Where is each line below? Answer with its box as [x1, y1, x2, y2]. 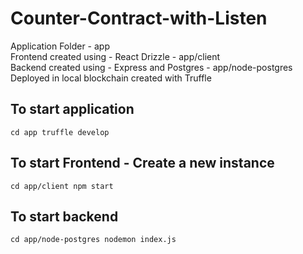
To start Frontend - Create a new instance [10, 155, 275, 172]
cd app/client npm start [10, 181, 114, 191]
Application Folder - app [10, 40, 110, 52]
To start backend [10, 208, 119, 225]
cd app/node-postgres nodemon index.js [10, 235, 177, 245]
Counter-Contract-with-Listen [10, 7, 268, 30]
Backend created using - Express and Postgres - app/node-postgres [10, 61, 293, 73]
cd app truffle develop [10, 127, 110, 137]
